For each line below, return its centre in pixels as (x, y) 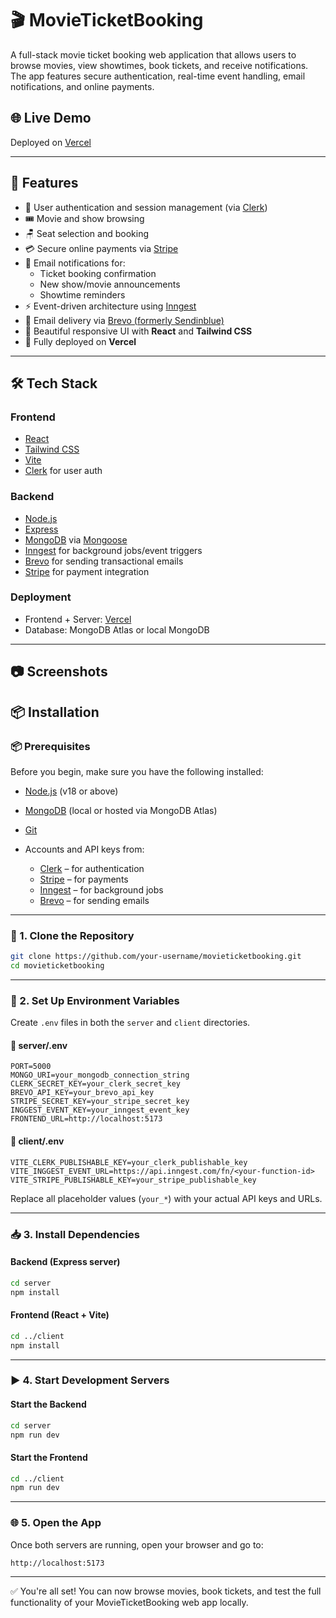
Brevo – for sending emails (94, 900)
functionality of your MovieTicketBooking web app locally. (129, 1602)
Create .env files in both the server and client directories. (130, 1023)
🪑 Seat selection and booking (87, 233)
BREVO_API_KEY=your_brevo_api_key (82, 1093)
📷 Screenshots (59, 672)
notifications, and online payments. (82, 86)
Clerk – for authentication (92, 868)
